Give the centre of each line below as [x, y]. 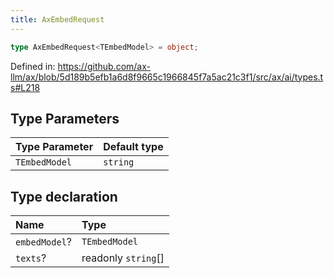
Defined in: [33, 66]
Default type [133, 147]
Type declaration [64, 196]
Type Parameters [65, 118]
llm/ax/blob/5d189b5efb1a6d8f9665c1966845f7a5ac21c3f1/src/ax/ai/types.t [167, 77]
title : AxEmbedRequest [57, 19]
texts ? [31, 258]
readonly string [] [123, 258]
